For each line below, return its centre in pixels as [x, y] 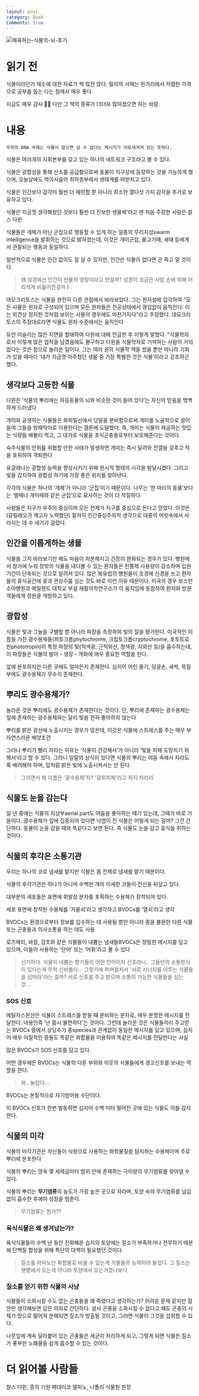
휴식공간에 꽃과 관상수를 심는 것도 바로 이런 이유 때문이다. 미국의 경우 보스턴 [105, 581]
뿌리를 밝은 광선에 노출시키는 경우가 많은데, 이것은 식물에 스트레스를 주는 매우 [96, 730]
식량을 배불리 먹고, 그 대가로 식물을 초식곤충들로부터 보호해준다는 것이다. [96, 435]
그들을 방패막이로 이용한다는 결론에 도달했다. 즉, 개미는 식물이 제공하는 [99, 428]
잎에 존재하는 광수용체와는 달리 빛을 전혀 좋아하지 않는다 [71, 717]
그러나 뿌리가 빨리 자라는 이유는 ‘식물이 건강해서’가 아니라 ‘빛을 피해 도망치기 [94, 750]
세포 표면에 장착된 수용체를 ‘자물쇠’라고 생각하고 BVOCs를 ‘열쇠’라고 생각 [91, 910]
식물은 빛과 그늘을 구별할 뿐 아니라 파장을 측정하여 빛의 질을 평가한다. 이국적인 [97, 631]
